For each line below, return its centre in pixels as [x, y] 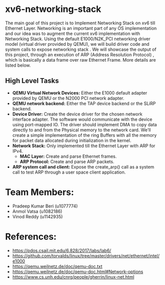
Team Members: [40, 192]
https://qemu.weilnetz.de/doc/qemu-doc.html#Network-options [78, 272]
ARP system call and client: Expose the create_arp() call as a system [83, 167]
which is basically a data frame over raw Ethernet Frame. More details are [81, 60]
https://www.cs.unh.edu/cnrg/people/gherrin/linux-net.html [73, 277]
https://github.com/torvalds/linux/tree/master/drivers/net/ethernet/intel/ [86, 256]
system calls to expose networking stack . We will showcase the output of [81, 49]
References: [31, 237]
